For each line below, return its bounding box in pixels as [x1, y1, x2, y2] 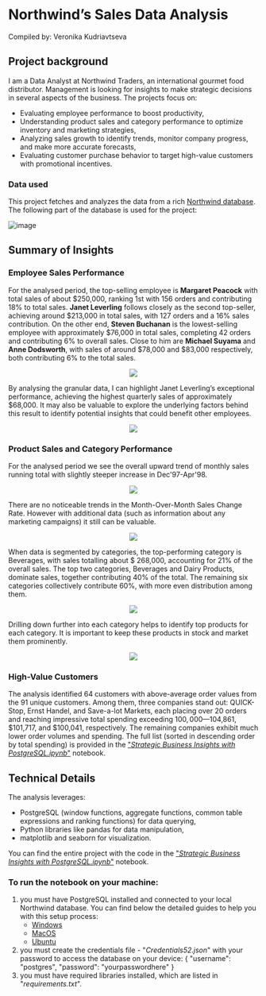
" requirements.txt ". [19, 979, 82, 989]
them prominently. [8, 637, 67, 647]
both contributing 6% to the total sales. [8, 353, 137, 362]
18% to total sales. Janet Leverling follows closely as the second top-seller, [8, 302, 256, 311]
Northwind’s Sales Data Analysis [8, 6, 229, 24]
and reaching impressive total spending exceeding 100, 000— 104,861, [8, 715, 237, 724]
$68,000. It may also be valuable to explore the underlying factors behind [8, 400, 249, 410]
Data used [8, 179, 49, 190]
